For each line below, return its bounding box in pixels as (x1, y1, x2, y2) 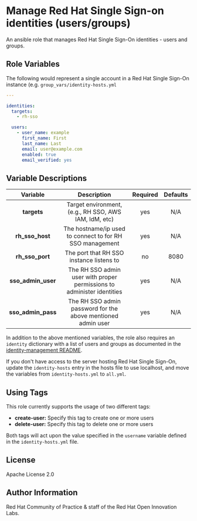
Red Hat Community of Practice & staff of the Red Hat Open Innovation (6, 503, 177, 510)
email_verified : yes (21, 157, 72, 163)
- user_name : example (16, 130, 69, 136)
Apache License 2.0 (6, 471, 55, 478)
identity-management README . (6, 347, 83, 354)
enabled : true (21, 151, 57, 158)
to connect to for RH (66, 232, 123, 240)
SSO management (69, 239, 120, 247)
